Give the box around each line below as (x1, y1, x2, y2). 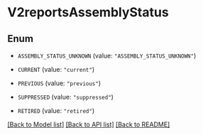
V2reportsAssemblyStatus (7, 4, 169, 21)
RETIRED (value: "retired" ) (17, 107, 94, 114)
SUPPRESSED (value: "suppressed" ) (17, 93, 114, 101)
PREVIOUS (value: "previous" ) (17, 79, 101, 87)
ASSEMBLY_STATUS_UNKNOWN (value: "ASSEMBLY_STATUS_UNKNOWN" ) (17, 51, 197, 60)
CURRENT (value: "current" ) (17, 65, 94, 73)
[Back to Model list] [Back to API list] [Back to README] (7, 120, 170, 129)
